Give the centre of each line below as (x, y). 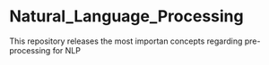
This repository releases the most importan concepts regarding (126, 41)
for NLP (66, 50)
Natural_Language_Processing (126, 16)
